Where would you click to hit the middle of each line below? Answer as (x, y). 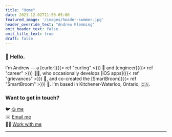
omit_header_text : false (32, 29)
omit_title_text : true (29, 34)
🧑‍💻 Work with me (24, 124)
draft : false (19, 39)
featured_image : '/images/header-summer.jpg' (55, 19)
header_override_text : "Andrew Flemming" (50, 24)
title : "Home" (20, 10)
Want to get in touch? (33, 98)
